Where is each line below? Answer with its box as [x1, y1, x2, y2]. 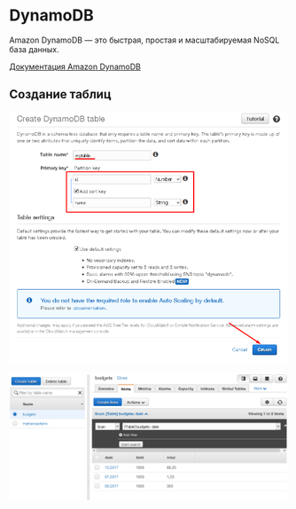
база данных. [9, 43, 59, 54]
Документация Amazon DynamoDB [9, 61, 142, 72]
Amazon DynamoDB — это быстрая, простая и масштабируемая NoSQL [9, 35, 280, 45]
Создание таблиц [9, 87, 112, 102]
